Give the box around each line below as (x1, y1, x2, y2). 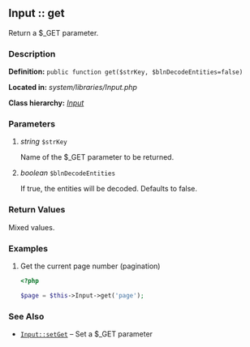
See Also (8, 311, 45, 322)
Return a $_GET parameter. (8, 28, 99, 37)
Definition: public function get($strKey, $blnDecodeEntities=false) (8, 66, 244, 76)
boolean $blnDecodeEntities (19, 168, 116, 178)
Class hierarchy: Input (8, 98, 84, 108)
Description (8, 48, 56, 59)
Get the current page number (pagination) (19, 261, 161, 271)
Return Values (8, 204, 66, 216)
